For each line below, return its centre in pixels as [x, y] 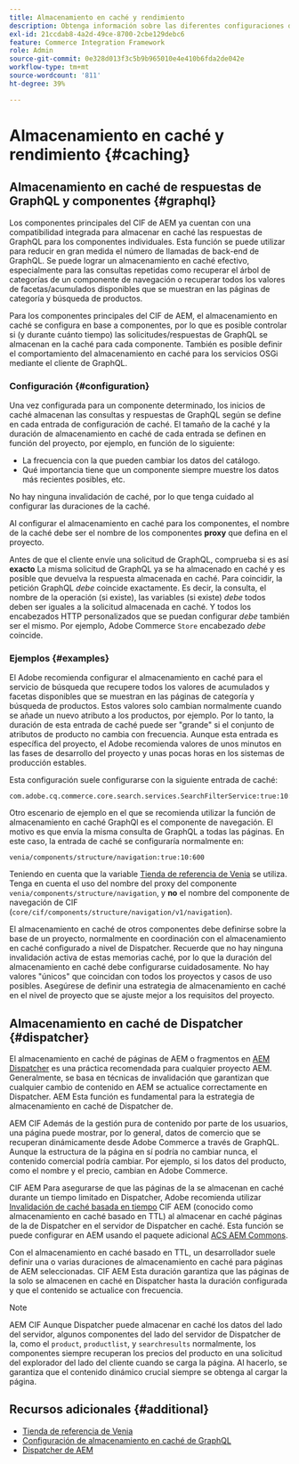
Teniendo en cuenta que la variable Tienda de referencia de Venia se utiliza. [148, 874]
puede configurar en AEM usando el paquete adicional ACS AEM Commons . [149, 1235]
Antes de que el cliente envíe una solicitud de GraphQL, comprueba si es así [149, 559]
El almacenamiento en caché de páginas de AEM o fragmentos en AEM [140, 1059]
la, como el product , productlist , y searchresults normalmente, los [133, 1344]
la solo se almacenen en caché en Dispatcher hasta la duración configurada [148, 1281]
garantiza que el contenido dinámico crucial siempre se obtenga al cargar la [148, 1372]
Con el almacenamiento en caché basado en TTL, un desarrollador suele [142, 1253]
